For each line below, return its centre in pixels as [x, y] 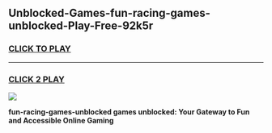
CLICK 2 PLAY [36, 79]
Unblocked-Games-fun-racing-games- [109, 13]
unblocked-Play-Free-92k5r [81, 26]
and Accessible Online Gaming [61, 120]
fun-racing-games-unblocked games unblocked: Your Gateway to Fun [129, 111]
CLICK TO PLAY [40, 49]
